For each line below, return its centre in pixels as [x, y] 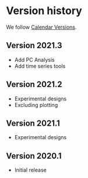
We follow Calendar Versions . [41, 27]
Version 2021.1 [33, 123]
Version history [44, 11]
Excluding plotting [36, 105]
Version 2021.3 [34, 46]
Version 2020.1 [34, 156]
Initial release [30, 170]
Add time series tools [40, 66]
